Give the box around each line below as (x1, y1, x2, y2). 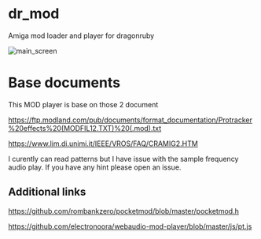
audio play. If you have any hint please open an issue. (8, 162, 182, 172)
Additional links (8, 185, 86, 199)
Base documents (8, 74, 120, 91)
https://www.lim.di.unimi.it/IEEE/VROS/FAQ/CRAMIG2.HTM (8, 139, 198, 148)
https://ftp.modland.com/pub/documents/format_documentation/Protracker (8, 115, 253, 125)
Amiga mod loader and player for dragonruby (8, 31, 155, 40)
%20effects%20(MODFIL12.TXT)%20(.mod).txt (8, 123, 162, 133)
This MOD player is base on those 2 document (8, 99, 159, 109)
